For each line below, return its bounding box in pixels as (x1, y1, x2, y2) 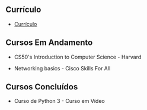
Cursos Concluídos (5, 82, 78, 92)
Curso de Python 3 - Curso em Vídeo (14, 98, 105, 105)
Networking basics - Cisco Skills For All (14, 64, 111, 72)
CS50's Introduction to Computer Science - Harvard (14, 53, 142, 60)
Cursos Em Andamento (5, 38, 93, 48)
